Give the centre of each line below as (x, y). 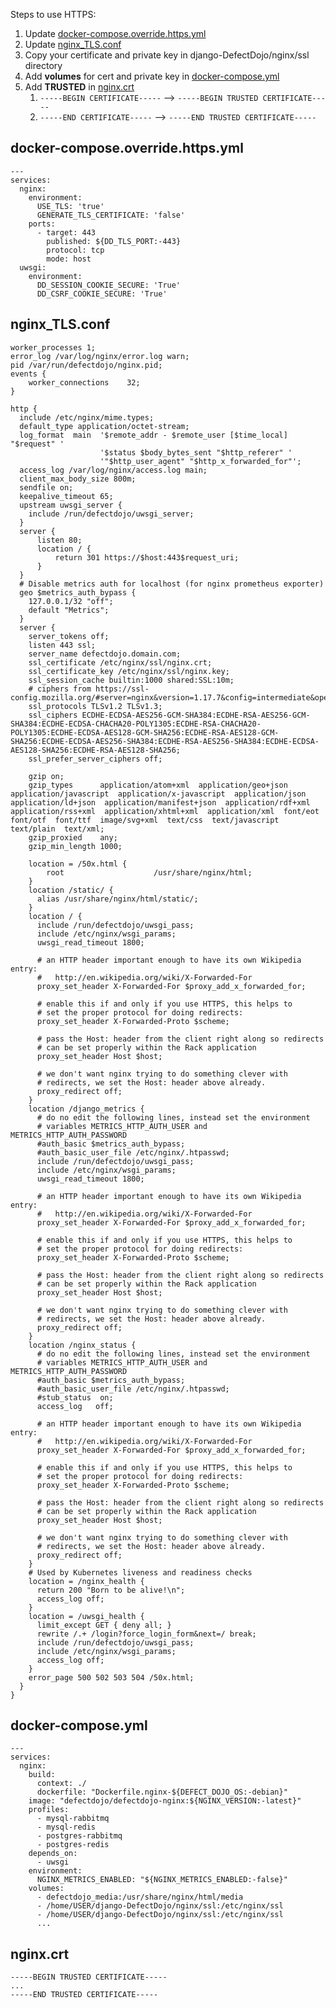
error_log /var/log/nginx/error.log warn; (100, 356)
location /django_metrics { (86, 1109)
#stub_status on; (75, 1397)
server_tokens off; (69, 636)
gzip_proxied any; (73, 837)
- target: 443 (66, 232)
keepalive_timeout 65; (66, 496)
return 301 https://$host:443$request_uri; (147, 557)
